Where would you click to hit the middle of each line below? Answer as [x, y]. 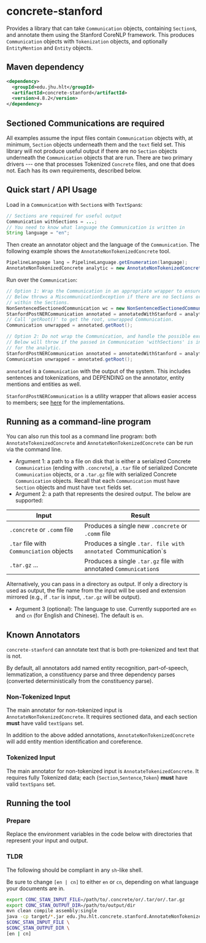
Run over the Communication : [42, 280]
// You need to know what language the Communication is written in [96, 227]
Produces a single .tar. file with [135, 544]
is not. [14, 656]
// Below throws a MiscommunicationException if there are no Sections [100, 297]
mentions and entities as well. [44, 384]
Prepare [18, 821]
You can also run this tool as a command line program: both [82, 436]
